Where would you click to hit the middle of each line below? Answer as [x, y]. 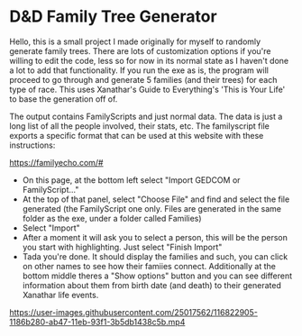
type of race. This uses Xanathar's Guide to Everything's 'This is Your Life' [147, 89]
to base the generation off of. [64, 99]
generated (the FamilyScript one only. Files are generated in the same [152, 208]
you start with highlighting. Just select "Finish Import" [122, 247]
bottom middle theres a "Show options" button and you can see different [157, 276]
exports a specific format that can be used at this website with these [137, 135]
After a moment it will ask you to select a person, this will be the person [155, 237]
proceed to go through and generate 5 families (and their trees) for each [143, 79]
